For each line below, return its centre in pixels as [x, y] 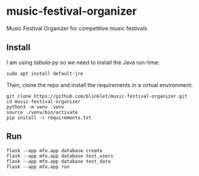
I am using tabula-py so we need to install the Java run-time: [83, 62]
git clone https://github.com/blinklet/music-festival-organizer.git [97, 96]
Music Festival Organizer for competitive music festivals [77, 28]
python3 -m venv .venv [35, 107]
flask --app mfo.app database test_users [60, 156]
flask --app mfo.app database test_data [59, 161]
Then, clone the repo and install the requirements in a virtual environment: [99, 85]
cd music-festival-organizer [43, 101]
